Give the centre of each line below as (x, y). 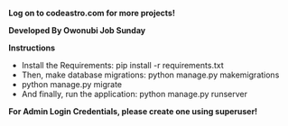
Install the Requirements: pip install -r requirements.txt (122, 65)
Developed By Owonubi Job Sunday (77, 30)
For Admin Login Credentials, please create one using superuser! (133, 111)
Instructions (32, 48)
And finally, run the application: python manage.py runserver (134, 94)
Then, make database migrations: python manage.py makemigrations (150, 75)
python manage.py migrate (72, 84)
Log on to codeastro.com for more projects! (92, 13)
